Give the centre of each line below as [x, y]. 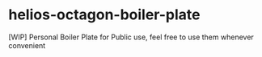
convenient [27, 45]
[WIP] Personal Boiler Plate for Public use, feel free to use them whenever [131, 37]
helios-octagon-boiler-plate [104, 15]
